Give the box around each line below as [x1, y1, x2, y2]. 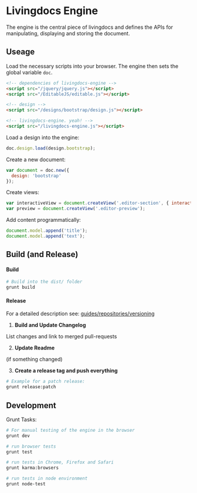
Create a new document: [6, 156, 66, 163]
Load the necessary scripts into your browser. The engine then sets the [6, 62, 179, 69]
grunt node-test [6, 481, 46, 487]
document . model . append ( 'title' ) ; [6, 228, 88, 234]
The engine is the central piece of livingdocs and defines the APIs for [6, 24, 174, 31]
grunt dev [6, 432, 30, 439]
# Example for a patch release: [6, 378, 85, 385]
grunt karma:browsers [6, 465, 59, 471]
